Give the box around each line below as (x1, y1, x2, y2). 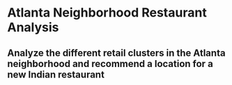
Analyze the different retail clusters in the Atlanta (7, 47, 226, 59)
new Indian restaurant (7, 68, 105, 80)
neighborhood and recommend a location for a (7, 57, 214, 70)
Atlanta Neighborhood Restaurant (7, 5, 207, 21)
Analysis (7, 19, 59, 35)
